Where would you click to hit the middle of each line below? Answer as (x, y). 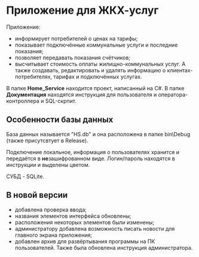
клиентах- (180, 70)
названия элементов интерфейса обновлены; (73, 216)
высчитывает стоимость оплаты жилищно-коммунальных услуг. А (100, 64)
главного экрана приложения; (53, 235)
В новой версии (37, 195)
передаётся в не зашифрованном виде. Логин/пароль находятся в (91, 158)
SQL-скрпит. (61, 101)
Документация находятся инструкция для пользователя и (82, 94)
